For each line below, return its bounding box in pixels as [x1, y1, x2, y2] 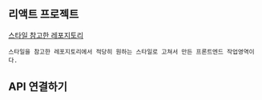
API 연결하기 [8, 80, 68, 94]
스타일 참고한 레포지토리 [8, 30, 84, 40]
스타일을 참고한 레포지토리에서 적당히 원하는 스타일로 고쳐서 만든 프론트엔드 [8, 47, 224, 56]
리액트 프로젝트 [8, 7, 79, 22]
